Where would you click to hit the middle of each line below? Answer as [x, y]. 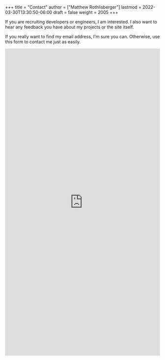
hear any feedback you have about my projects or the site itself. [69, 27]
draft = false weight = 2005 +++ [86, 12]
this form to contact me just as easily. [43, 42]
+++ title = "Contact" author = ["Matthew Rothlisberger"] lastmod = [73, 7]
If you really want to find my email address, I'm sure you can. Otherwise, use [82, 37]
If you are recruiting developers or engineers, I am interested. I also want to [81, 22]
